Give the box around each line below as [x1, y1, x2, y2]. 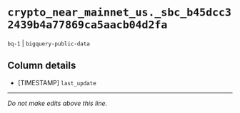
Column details [7, 60, 76, 72]
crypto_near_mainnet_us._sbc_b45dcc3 [7, 6, 232, 19]
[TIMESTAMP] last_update [17, 78, 96, 87]
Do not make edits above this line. [7, 99, 108, 107]
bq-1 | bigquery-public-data [7, 38, 91, 48]
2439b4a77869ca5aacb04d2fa [7, 18, 168, 32]
